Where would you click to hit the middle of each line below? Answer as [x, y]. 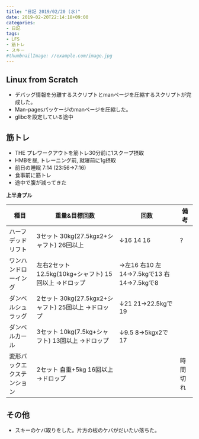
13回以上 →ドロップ [81, 341]
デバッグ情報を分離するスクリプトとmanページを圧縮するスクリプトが [100, 95]
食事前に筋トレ [33, 175]
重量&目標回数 [75, 216]
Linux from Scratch [42, 80]
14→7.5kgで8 [139, 283]
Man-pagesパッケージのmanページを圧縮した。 [73, 110]
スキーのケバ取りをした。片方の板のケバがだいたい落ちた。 [87, 430]
